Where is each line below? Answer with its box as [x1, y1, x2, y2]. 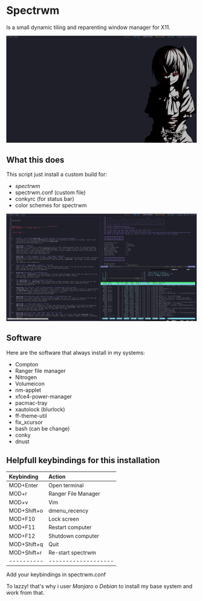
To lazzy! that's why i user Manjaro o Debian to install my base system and [6, 582, 193, 590]
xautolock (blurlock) [14, 406, 65, 413]
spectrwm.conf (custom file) [14, 189, 86, 197]
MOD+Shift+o [8, 507, 43, 514]
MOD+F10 [8, 515, 35, 523]
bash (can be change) [14, 424, 70, 432]
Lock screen [48, 515, 80, 523]
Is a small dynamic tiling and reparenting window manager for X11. [6, 24, 171, 31]
